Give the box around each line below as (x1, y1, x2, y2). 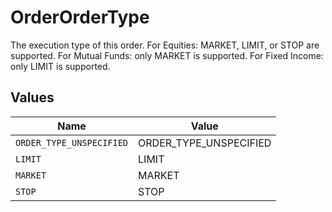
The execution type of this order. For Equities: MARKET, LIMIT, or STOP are (10, 39, 320, 51)
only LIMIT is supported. (10, 60, 111, 72)
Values (10, 89, 55, 106)
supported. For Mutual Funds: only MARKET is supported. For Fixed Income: (10, 49, 324, 61)
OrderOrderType (10, 6, 150, 29)
